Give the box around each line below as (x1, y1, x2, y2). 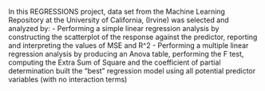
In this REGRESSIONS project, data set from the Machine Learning (8, 7, 226, 16)
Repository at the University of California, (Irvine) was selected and (8, 15, 229, 25)
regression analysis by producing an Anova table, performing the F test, (8, 49, 244, 58)
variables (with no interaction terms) (8, 75, 128, 84)
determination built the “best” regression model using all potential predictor (8, 66, 256, 75)
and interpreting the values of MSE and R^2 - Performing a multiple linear (8, 41, 249, 50)
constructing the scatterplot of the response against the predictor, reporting (8, 32, 258, 42)
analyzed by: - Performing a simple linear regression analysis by (8, 24, 220, 33)
